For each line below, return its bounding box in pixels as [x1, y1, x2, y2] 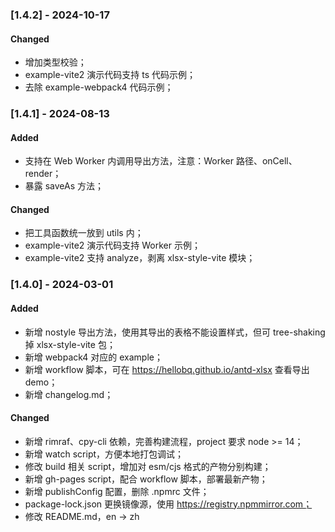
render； [24, 168, 62, 180]
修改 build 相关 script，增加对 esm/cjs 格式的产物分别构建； [24, 460, 272, 472]
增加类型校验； [24, 56, 87, 68]
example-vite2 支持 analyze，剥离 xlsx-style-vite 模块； [24, 252, 256, 264]
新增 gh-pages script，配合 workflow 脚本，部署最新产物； [24, 473, 268, 485]
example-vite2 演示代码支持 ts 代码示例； [24, 69, 197, 81]
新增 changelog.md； [24, 388, 114, 400]
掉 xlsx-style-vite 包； [24, 338, 116, 350]
